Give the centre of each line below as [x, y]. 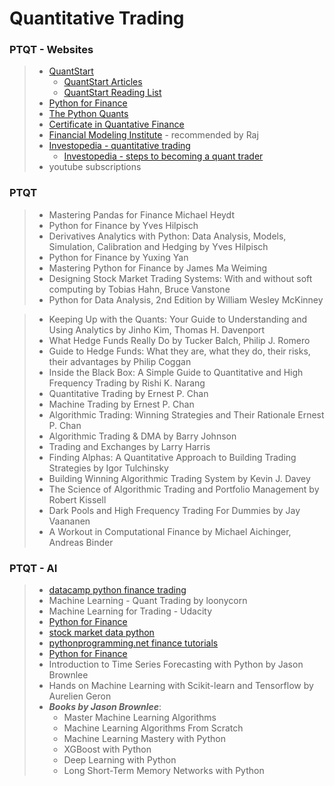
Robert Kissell [77, 499]
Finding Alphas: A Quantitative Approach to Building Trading [172, 457]
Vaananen [69, 521]
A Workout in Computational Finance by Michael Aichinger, [170, 531]
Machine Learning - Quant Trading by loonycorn [148, 601]
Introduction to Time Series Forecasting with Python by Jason [176, 664]
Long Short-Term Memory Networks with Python [164, 771]
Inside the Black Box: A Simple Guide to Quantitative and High [176, 372]
